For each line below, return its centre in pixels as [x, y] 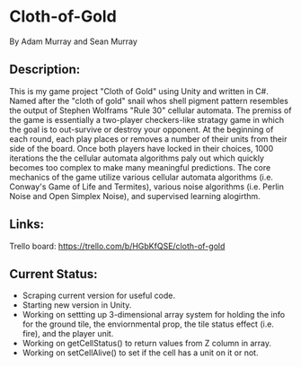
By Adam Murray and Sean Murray [73, 41]
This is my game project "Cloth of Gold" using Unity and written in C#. [139, 91]
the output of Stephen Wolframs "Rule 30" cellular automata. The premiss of [150, 110]
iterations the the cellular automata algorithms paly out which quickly [137, 158]
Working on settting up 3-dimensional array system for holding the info [154, 315]
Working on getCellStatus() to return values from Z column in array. [147, 344]
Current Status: [53, 274]
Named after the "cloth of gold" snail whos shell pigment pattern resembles [149, 100]
